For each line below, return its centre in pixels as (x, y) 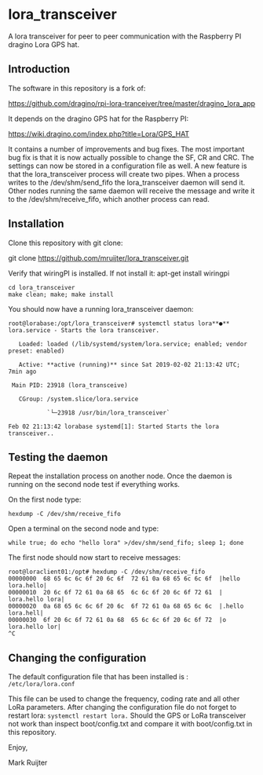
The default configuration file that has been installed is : (98, 677)
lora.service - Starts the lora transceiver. (84, 330)
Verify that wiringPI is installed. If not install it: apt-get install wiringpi (119, 273)
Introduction (39, 69)
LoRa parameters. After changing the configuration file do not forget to (122, 707)
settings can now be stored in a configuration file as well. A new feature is (128, 166)
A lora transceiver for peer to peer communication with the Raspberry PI (125, 36)
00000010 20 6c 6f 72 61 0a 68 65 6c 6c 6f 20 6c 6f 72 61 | (115, 593)
